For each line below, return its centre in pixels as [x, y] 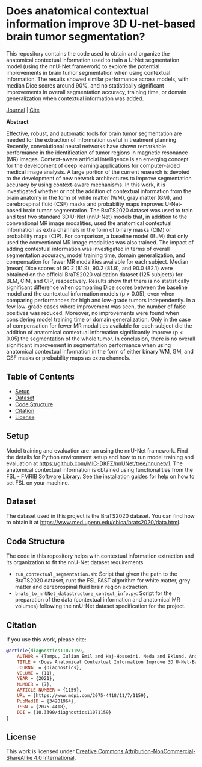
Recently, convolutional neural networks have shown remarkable [86, 146]
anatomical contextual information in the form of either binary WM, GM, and [100, 351]
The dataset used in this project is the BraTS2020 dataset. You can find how [101, 516]
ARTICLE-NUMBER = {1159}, [50, 690]
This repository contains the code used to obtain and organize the [88, 53]
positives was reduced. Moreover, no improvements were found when [93, 313]
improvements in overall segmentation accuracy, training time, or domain [96, 92]
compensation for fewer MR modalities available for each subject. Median [97, 261]
